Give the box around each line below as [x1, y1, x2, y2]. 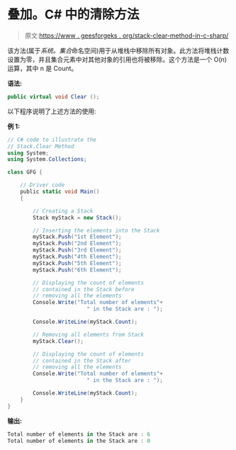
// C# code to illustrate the [7, 136, 97, 143]
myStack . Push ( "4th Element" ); [33, 253, 122, 261]
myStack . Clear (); [33, 337, 84, 344]
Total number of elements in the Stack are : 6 [7, 430, 151, 438]
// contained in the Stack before [33, 286, 135, 293]
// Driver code [20, 181, 65, 189]
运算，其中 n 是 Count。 [7, 64, 78, 72]
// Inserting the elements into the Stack [33, 227, 160, 234]
